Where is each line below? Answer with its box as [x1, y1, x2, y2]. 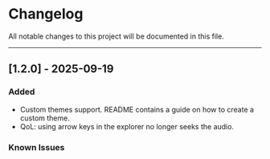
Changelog [8, 5, 84, 23]
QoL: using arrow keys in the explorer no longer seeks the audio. [19, 121, 235, 131]
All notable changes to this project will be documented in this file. [8, 31, 225, 41]
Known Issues [8, 141, 65, 153]
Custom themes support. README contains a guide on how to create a [19, 104, 255, 114]
